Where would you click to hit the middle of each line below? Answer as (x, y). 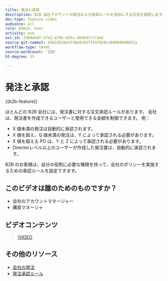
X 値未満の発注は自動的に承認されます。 (54, 129)
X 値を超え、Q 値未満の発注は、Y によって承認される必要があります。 (84, 135)
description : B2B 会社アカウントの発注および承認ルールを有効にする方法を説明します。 (85, 15)
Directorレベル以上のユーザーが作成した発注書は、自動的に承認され (82, 148)
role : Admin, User (24, 29)
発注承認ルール (28, 273)
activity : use (20, 33)
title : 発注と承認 (22, 10)
